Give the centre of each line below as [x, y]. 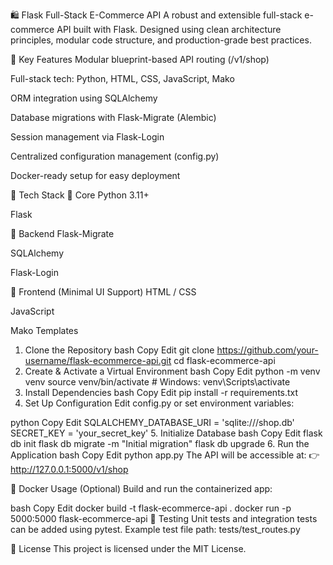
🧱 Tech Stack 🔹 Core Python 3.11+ [80, 195]
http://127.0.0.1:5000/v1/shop [69, 469]
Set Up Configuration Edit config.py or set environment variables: [159, 403]
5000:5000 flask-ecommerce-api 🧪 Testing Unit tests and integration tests [164, 518]
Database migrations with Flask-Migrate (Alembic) [113, 117]
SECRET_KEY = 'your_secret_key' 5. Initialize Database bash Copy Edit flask [166, 433]
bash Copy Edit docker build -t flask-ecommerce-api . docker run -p [151, 508]
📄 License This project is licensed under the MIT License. [128, 548]
